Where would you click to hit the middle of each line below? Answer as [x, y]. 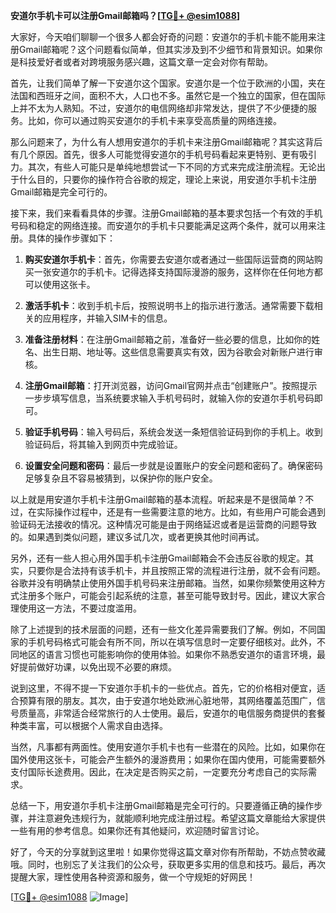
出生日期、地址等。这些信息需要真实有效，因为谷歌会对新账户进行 [178, 352]
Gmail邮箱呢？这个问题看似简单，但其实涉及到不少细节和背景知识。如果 [166, 49]
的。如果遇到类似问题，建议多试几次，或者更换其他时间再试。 [137, 537]
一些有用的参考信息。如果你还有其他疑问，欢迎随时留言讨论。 [137, 830]
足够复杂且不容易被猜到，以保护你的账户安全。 [121, 478]
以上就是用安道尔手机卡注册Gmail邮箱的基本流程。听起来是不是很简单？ [158, 499]
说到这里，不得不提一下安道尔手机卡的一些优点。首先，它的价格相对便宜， [163, 688]
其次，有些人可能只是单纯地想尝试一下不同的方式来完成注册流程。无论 [172, 167]
